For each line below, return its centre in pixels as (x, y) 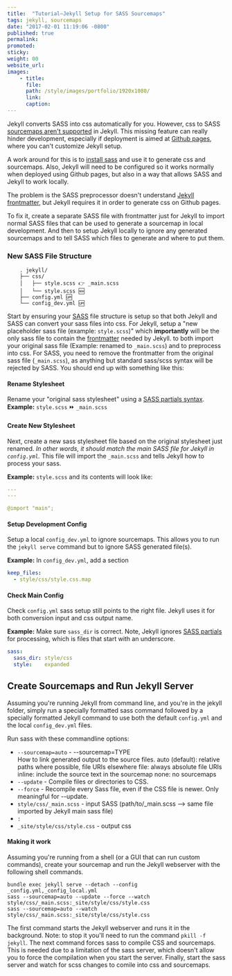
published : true (30, 33)
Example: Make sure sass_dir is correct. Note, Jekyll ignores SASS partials (115, 631)
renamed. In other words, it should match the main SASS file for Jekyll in (111, 448)
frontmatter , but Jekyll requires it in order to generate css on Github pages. (114, 202)
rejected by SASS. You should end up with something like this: (96, 368)
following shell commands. (45, 872)
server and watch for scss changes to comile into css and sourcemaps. (109, 965)
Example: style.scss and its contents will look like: (80, 477)
